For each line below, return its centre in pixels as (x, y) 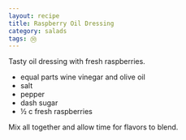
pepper (32, 95)
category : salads (38, 31)
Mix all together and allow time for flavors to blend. (93, 127)
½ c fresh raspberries (56, 112)
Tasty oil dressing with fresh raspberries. (77, 62)
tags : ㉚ (23, 38)
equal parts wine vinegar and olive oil (83, 77)
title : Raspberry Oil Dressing (61, 23)
